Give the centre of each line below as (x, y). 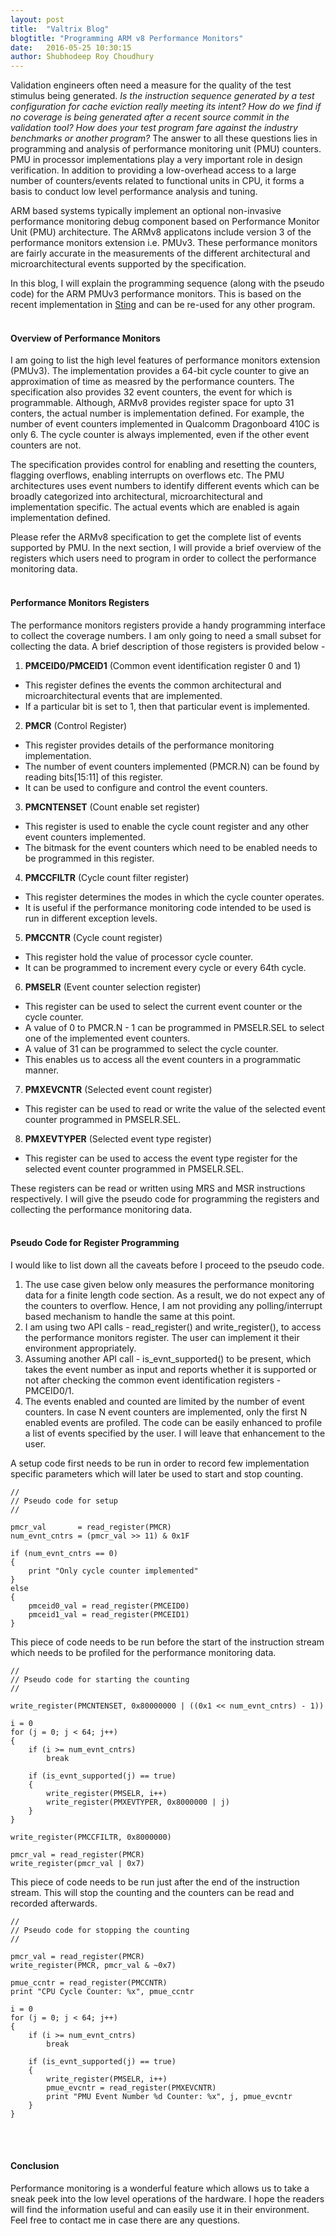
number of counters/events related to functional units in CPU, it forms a (157, 181)
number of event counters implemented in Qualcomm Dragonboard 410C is (165, 424)
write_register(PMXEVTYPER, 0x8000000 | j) (138, 1802)
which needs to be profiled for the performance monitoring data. (143, 1652)
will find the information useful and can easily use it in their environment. (160, 2209)
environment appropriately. (80, 1348)
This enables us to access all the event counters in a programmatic (163, 1059)
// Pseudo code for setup (64, 1501)
